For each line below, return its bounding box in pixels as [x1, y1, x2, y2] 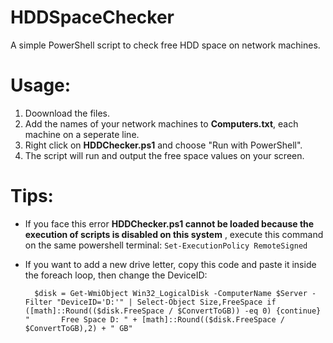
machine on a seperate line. [24, 128, 140, 140]
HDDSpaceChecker [10, 6, 175, 29]
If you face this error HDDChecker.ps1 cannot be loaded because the [24, 217, 315, 230]
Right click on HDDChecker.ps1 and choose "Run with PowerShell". [24, 139, 303, 151]
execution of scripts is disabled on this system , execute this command [24, 228, 324, 240]
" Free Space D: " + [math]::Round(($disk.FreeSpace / [24, 314, 286, 325]
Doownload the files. [24, 107, 110, 119]
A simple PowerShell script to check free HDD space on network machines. [10, 39, 321, 51]
